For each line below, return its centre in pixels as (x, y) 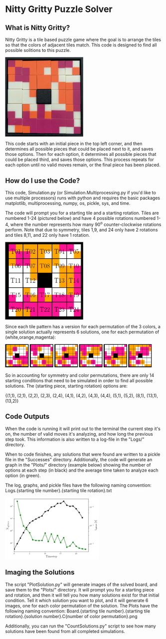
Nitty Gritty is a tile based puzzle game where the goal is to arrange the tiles (83, 39)
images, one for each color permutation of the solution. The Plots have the (82, 606)
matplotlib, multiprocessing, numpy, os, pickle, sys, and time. (68, 203)
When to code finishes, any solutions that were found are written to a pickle (83, 454)
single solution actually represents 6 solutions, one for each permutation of (82, 332)
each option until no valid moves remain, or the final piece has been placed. (83, 165)
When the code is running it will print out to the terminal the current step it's (83, 429)
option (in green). (23, 475)
